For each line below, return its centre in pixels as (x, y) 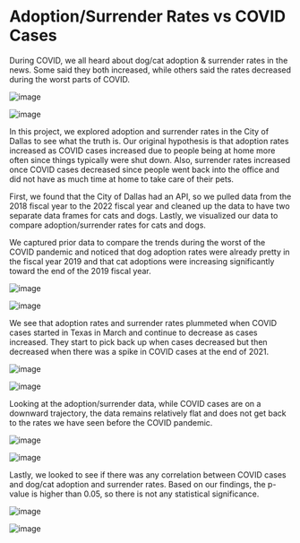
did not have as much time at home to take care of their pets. (122, 179)
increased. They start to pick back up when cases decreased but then (138, 341)
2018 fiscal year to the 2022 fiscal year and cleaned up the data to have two (150, 206)
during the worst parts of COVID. (69, 79)
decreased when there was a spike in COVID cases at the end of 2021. (139, 351)
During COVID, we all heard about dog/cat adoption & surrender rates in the (149, 60)
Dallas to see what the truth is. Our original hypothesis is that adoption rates (149, 141)
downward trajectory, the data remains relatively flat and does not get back (148, 413)
